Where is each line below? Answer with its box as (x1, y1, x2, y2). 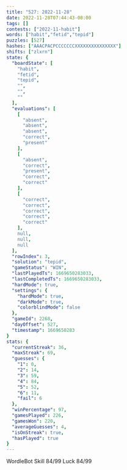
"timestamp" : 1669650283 (12, 327, 75, 333)
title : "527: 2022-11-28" (6, 9, 72, 15)
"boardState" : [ (12, 60, 53, 66)
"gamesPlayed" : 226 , (12, 413, 64, 419)
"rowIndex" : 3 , (12, 253, 51, 260)
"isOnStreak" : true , (12, 429, 64, 436)
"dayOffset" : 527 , (12, 321, 59, 328)
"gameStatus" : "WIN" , (12, 265, 67, 271)
